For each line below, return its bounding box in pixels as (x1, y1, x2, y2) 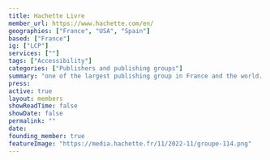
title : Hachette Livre (8, 11, 85, 20)
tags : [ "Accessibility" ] (8, 57, 92, 65)
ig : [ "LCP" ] (8, 42, 49, 50)
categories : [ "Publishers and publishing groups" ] (8, 65, 183, 73)
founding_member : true (8, 132, 85, 140)
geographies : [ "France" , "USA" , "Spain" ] (8, 27, 151, 35)
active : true (8, 86, 53, 95)
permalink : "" (8, 117, 57, 125)
